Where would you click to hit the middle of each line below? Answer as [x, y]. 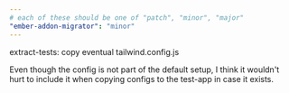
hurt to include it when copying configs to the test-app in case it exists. [141, 79]
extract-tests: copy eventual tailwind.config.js [94, 51]
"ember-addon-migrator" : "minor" [72, 26]
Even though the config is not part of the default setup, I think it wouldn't [144, 70]
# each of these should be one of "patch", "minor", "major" [127, 18]
